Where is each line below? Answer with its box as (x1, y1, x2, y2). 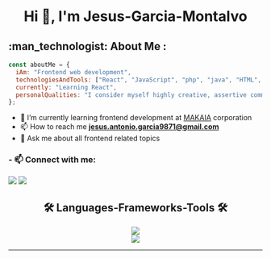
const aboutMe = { (8, 61, 70, 69)
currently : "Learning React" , (15, 83, 117, 91)
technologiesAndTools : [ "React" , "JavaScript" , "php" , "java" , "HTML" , (15, 76, 262, 84)
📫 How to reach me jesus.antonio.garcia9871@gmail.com (19, 122, 219, 132)
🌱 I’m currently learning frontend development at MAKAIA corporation (19, 113, 252, 123)
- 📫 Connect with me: (8, 154, 97, 165)
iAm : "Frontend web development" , (15, 68, 131, 76)
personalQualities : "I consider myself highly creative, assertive (15, 90, 248, 99)
